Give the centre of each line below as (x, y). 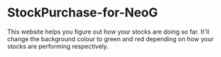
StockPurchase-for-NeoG (82, 13)
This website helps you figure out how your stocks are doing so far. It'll (108, 32)
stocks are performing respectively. (58, 46)
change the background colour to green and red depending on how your (110, 38)
